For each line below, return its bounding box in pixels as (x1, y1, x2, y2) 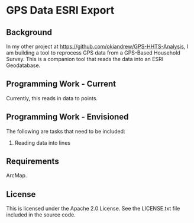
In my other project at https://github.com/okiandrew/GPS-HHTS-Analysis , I (6, 43, 189, 50)
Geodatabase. (6, 62, 41, 69)
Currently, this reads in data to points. (6, 94, 98, 101)
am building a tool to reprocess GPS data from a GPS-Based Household (6, 49, 180, 56)
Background (6, 27, 52, 37)
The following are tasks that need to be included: (6, 128, 125, 135)
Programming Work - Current (6, 79, 117, 89)
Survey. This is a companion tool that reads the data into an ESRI (6, 56, 164, 62)
